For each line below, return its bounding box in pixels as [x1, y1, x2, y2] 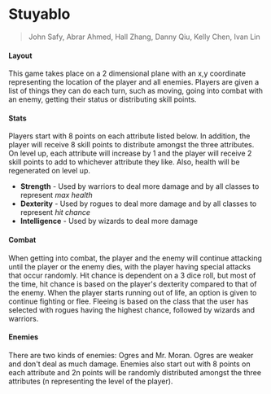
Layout [8, 50, 33, 60]
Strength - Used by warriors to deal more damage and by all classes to [20, 182, 260, 191]
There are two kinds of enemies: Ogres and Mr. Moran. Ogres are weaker [8, 350, 254, 360]
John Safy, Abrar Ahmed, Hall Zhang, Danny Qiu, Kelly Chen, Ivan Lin [28, 32, 260, 42]
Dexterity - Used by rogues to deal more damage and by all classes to [20, 199, 257, 208]
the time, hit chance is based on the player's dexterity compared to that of [8, 278, 258, 289]
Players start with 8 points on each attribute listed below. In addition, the [8, 131, 251, 141]
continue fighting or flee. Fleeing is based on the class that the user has [8, 296, 249, 306]
